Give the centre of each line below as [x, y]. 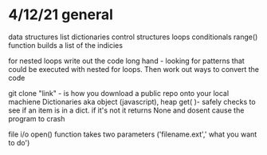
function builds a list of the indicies [66, 45]
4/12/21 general [61, 15]
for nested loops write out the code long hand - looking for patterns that [126, 61]
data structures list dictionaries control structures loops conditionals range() [133, 37]
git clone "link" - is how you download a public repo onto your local [119, 93]
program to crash [37, 118]
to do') [19, 142]
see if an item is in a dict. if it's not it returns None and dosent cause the [126, 110]
